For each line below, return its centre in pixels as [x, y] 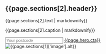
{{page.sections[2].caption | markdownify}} [50, 30]
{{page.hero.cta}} [82, 40]
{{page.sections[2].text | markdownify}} [46, 20]
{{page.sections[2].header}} [51, 9]
